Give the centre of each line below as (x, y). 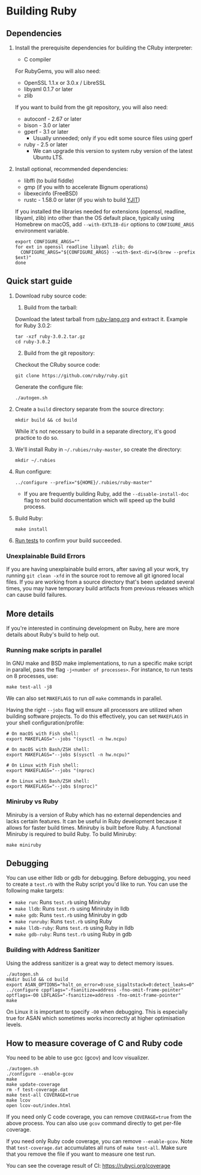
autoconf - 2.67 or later (53, 119)
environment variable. (42, 231)
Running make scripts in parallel (54, 650)
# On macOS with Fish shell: (43, 734)
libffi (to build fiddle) (49, 181)
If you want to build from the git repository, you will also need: (91, 107)
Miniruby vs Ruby (32, 802)
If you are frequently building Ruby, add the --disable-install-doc (106, 494)
